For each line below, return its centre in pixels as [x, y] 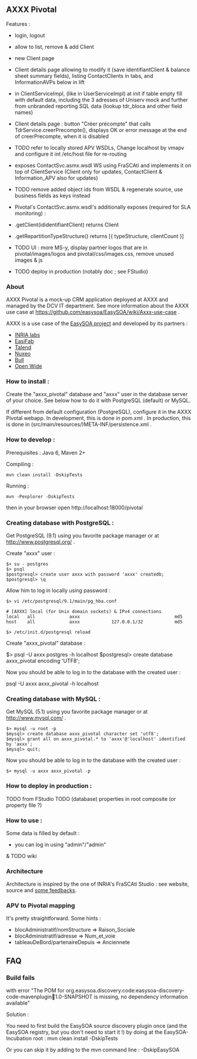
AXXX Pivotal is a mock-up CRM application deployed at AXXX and [87, 299]
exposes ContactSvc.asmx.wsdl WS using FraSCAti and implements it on [103, 165]
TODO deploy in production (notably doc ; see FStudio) [81, 271]
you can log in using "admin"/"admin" [60, 844]
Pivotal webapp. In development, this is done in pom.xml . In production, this [98, 418]
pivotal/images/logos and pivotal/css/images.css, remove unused [94, 253]
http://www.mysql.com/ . [36, 718]
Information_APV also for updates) [56, 178]
